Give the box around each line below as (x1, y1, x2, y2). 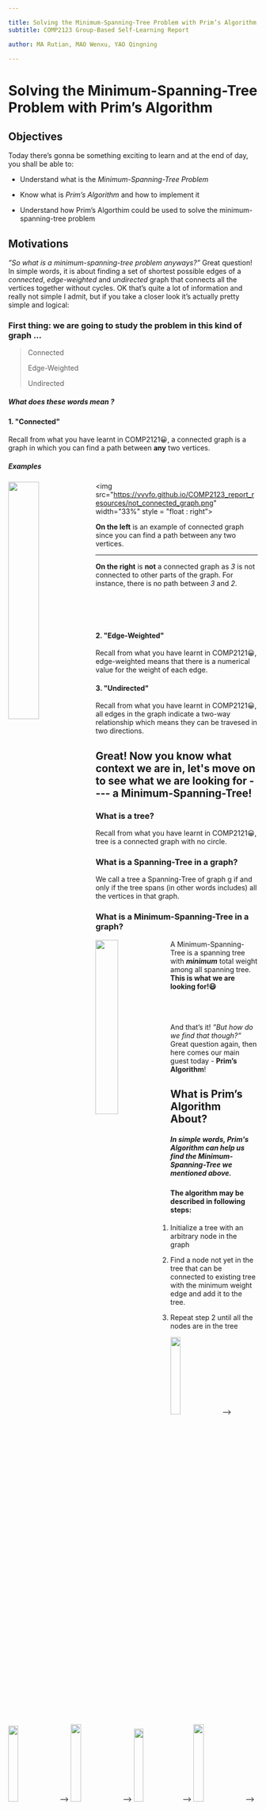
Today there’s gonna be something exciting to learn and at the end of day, (8, 151, 249, 160)
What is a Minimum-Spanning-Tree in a (95, 911, 249, 922)
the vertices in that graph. (95, 891, 180, 901)
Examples (8, 461, 42, 471)
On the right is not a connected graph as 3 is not (95, 562, 256, 572)
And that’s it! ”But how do (169, 1022, 253, 1032)
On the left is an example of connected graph (95, 522, 244, 532)
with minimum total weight (169, 956, 258, 966)
